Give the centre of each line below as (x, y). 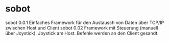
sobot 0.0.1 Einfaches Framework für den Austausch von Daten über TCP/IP (85, 22)
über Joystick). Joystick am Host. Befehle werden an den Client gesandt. (82, 33)
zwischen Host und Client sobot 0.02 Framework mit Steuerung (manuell (82, 27)
